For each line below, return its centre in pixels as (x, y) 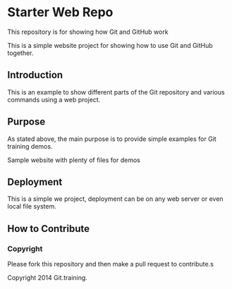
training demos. (30, 146)
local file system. (32, 207)
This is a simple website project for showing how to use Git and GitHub (110, 45)
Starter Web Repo (60, 12)
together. (20, 53)
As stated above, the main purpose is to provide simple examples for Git (112, 139)
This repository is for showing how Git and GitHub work (88, 32)
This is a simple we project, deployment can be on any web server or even (115, 199)
